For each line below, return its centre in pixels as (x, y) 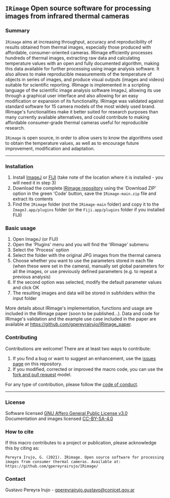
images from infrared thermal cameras (68, 16)
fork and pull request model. (42, 374)
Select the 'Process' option (41, 250)
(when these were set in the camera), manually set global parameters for (88, 266)
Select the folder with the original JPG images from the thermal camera (87, 255)
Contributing (21, 337)
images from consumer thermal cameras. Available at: (63, 462)
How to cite (19, 432)
